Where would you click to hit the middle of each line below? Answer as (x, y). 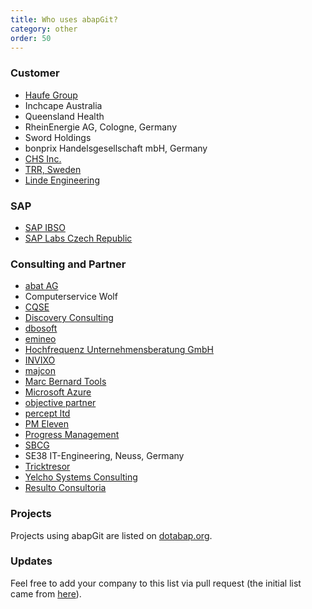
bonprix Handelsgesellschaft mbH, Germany (116, 148)
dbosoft (41, 328)
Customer (35, 73)
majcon (40, 371)
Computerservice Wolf (71, 297)
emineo (40, 339)
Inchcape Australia (63, 105)
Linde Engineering (62, 180)
